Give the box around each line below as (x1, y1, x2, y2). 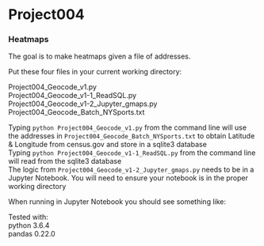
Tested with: (8, 212, 49, 222)
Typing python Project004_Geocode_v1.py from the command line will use (8, 123, 247, 132)
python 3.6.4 (8, 221, 50, 230)
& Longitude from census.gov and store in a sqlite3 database (8, 140, 208, 149)
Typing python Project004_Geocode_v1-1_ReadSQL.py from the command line (8, 148, 256, 157)
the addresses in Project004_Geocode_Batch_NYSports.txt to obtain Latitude (8, 131, 255, 141)
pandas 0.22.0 (8, 229, 55, 239)
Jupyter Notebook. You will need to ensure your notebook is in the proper (8, 173, 248, 183)
